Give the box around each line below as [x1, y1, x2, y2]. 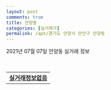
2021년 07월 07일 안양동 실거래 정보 [6, 48, 90, 55]
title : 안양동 [6, 20, 37, 25]
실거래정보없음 [9, 74, 48, 82]
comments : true [6, 14, 44, 20]
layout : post [6, 8, 38, 15]
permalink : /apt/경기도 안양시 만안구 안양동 [6, 31, 105, 37]
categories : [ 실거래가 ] [6, 25, 60, 31]
